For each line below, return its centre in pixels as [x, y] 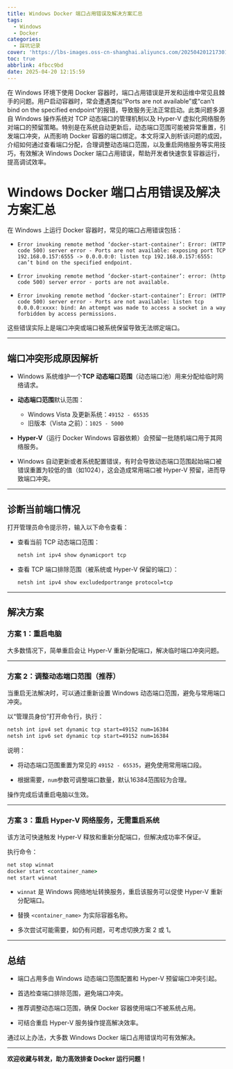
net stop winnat [31, 865]
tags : [15, 20]
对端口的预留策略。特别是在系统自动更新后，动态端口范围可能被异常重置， [113, 127]
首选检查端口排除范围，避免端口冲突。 [72, 993]
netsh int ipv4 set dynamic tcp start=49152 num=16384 [88, 730]
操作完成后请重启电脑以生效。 [50, 794]
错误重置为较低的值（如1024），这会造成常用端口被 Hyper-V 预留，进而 [118, 470]
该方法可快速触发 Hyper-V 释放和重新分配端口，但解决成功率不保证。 [106, 836]
